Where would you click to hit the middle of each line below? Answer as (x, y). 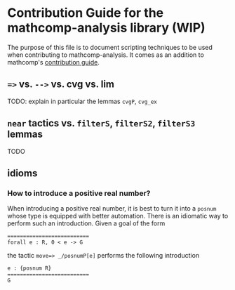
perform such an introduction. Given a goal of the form (86, 223)
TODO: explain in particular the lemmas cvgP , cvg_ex (82, 101)
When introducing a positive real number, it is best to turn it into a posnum (112, 209)
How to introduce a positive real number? (79, 193)
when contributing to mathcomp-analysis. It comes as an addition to (106, 55)
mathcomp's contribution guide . (54, 62)
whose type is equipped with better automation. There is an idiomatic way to (118, 216)
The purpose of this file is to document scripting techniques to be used (110, 47)
